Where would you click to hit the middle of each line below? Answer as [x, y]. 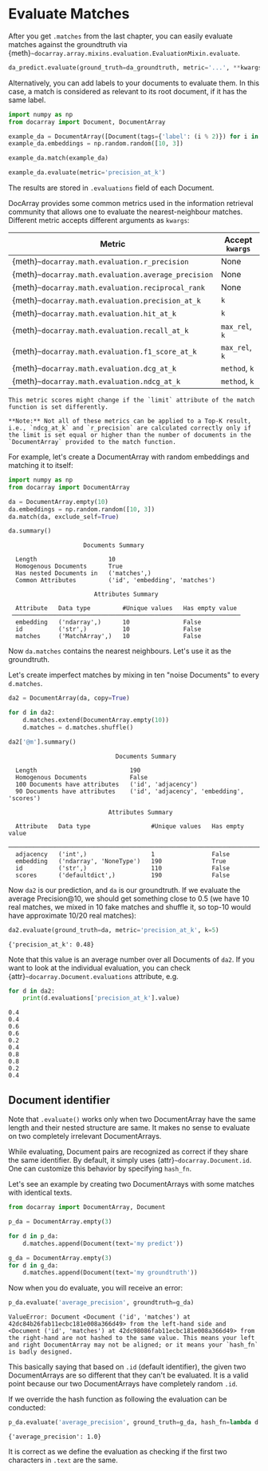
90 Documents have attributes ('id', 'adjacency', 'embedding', [130, 791]
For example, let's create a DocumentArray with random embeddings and [129, 457]
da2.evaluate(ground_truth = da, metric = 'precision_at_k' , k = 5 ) [114, 930]
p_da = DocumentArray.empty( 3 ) [60, 1222]
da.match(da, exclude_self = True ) [64, 517]
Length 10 [65, 560]
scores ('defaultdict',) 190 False [122, 875]
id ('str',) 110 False [122, 868]
